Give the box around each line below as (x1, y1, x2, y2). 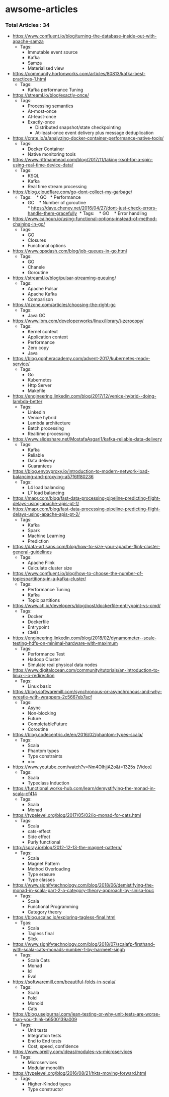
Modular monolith (27, 1065, 64, 1071)
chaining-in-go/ (12, 221, 45, 227)
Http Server (27, 382, 52, 388)
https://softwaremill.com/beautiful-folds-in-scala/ (12, 979, 116, 985)
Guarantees (27, 463, 52, 469)
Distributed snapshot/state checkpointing (35, 124, 121, 130)
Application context (27, 334, 68, 340)
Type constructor (27, 1086, 64, 1092)
